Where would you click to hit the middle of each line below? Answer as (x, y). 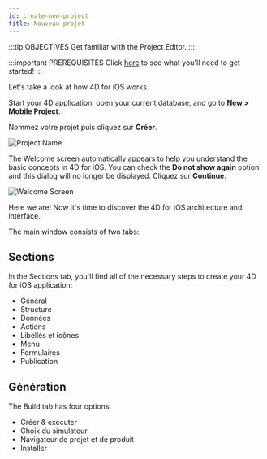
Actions (33, 327)
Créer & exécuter (49, 422)
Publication (39, 362)
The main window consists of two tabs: (74, 232)
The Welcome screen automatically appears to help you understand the (128, 158)
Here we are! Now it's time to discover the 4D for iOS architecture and (125, 207)
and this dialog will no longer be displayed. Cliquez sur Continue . (118, 175)
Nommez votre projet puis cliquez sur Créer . (83, 127)
